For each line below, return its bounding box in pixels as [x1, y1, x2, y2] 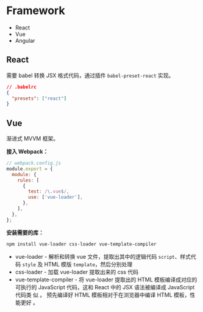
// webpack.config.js [6, 160, 62, 166]
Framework [6, 4, 65, 18]
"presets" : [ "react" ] [12, 95, 67, 102]
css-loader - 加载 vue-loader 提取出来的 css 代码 [15, 268, 139, 275]
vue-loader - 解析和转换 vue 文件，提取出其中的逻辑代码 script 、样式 [15, 253, 191, 260]
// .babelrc [6, 84, 37, 90]
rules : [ [17, 177, 40, 184]
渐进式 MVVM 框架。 [6, 135, 59, 143]
